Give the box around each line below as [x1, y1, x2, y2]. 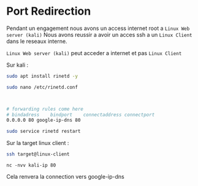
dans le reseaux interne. [6, 37, 67, 45]
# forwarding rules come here [6, 106, 84, 112]
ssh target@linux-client [6, 151, 70, 157]
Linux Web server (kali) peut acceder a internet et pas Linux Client [6, 49, 182, 56]
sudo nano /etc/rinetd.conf [6, 84, 78, 90]
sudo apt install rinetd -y [6, 73, 78, 79]
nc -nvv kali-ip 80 [6, 162, 56, 169]
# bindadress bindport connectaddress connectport [6, 111, 155, 117]
